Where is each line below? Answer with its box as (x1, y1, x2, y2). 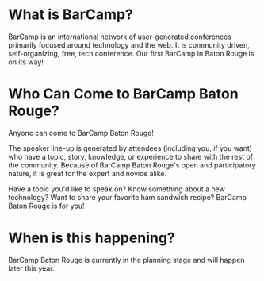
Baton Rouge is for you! (8, 201, 85, 210)
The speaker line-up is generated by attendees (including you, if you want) (8, 143, 252, 152)
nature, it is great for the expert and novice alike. (8, 168, 167, 178)
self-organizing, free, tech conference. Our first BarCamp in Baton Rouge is (8, 48, 254, 58)
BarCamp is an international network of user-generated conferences (8, 32, 232, 41)
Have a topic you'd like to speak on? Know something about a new (8, 184, 226, 194)
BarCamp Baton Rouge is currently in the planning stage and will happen (8, 255, 245, 264)
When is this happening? (8, 229, 176, 247)
